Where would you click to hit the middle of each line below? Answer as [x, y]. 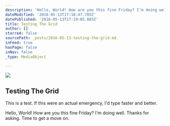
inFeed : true [19, 43]
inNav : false [19, 52]
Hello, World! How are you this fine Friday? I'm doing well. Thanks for [77, 113]
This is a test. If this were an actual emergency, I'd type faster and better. [81, 103]
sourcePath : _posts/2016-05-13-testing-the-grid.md [61, 38]
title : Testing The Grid [31, 24]
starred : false [21, 33]
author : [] [17, 29]
